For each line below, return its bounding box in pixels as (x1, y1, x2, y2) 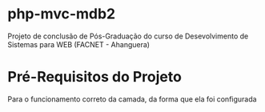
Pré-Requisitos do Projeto (7, 68, 182, 86)
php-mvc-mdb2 (7, 5, 116, 23)
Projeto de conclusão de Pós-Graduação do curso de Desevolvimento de (7, 31, 249, 41)
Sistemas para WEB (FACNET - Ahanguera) (7, 39, 150, 49)
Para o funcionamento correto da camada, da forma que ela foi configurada (7, 94, 257, 104)
